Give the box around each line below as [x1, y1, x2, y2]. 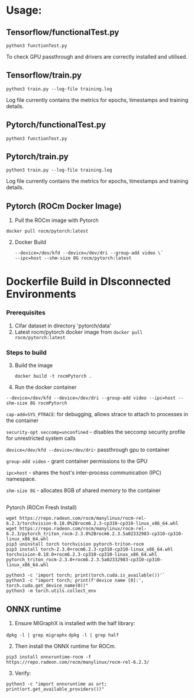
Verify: [14, 670, 31, 677]
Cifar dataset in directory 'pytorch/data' [14, 322, 112, 329]
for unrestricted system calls [6, 435, 76, 442]
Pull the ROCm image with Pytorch [14, 217, 99, 224]
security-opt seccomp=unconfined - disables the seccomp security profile [6, 429, 185, 436]
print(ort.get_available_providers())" [6, 686, 105, 693]
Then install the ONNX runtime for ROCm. [14, 643, 117, 650]
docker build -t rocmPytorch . [14, 374, 92, 379]
